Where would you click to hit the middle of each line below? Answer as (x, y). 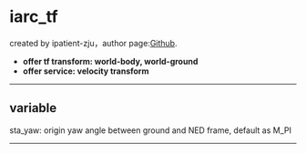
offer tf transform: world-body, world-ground (110, 61)
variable (33, 108)
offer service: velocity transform (86, 71)
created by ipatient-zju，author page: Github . (93, 43)
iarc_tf (34, 17)
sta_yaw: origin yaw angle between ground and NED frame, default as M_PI (150, 130)
